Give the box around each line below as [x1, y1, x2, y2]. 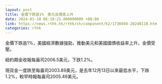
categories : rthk [5, 26, 41, 31]
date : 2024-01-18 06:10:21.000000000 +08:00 [5, 16, 99, 21]
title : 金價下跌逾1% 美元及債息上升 [5, 12, 74, 17]
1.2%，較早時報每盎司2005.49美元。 [5, 74, 81, 80]
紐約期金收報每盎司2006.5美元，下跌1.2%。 [5, 57, 96, 63]
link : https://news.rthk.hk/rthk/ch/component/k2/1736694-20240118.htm [5, 21, 157, 26]
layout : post [5, 7, 32, 12]
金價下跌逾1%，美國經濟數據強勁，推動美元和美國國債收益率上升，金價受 [5, 40, 156, 46]
